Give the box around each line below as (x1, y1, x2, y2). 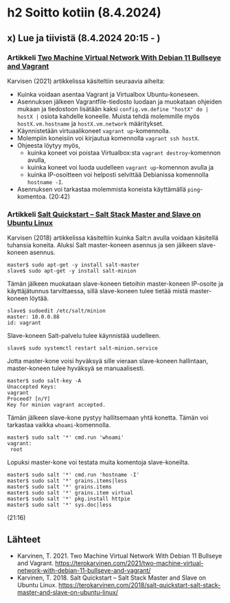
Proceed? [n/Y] (7, 396, 51, 402)
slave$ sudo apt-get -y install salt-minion (7, 268, 137, 275)
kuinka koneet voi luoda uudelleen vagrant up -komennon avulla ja (27, 163, 214, 171)
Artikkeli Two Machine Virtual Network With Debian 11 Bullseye (7, 53, 222, 62)
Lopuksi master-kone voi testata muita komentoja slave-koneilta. (7, 458, 190, 466)
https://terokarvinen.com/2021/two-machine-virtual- (54, 558, 204, 567)
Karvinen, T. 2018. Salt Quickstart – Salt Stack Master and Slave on (16, 573, 207, 582)
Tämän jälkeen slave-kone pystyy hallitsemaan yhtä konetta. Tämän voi (7, 413, 209, 422)
